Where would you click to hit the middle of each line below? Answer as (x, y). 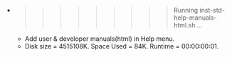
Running (186, 10)
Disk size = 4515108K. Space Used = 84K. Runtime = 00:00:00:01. (122, 46)
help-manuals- (195, 18)
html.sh (184, 25)
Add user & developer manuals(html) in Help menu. (100, 39)
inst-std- (212, 10)
